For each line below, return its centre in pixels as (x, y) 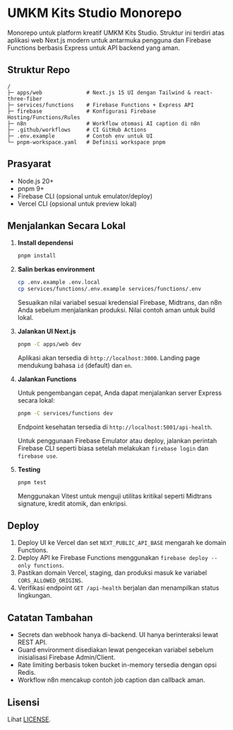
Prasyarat (29, 164)
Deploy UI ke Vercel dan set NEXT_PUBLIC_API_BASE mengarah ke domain (122, 543)
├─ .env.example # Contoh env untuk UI (80, 136)
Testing (29, 469)
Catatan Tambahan (50, 618)
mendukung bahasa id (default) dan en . (75, 365)
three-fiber (25, 99)
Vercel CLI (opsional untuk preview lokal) (77, 203)
